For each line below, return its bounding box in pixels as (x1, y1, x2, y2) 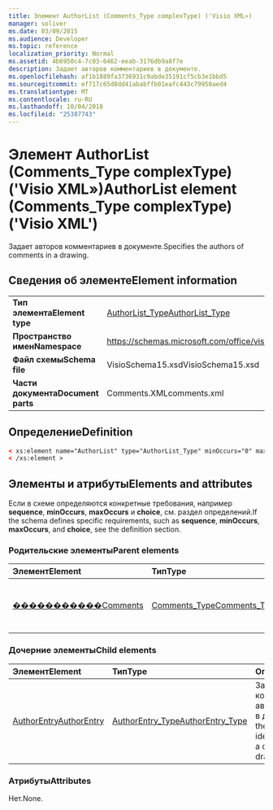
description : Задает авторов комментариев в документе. (8, 65, 201, 73)
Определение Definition (8, 425, 133, 440)
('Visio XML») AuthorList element (8, 180, 237, 199)
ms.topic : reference (8, 42, 79, 50)
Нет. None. (8, 794, 43, 803)
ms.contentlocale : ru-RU (8, 95, 93, 103)
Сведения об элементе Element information (8, 274, 238, 287)
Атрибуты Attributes (8, 775, 92, 786)
